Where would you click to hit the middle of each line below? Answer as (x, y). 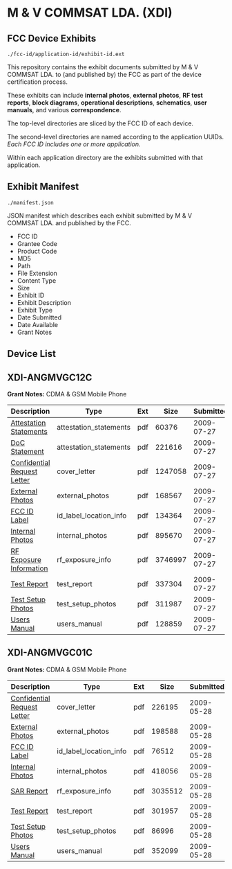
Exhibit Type (35, 310)
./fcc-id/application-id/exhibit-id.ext (66, 54)
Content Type (37, 280)
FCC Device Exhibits (52, 38)
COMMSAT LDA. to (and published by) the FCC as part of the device (104, 74)
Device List (32, 354)
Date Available (38, 324)
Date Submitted (39, 317)
